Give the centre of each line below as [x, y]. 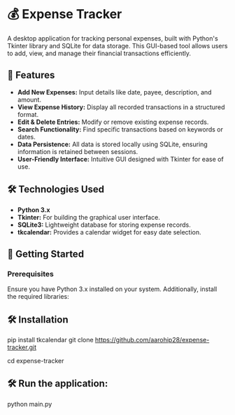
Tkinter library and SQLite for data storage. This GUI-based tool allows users [117, 45]
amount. [29, 99]
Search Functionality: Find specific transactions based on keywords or [120, 129]
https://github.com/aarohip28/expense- [152, 340]
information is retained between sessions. [78, 151]
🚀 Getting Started [46, 254]
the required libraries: [38, 297]
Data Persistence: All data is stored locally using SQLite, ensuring [112, 144]
